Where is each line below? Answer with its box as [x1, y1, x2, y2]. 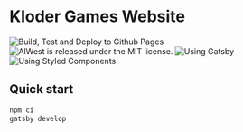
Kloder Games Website [9, 6, 185, 27]
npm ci [9, 106, 34, 115]
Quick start [9, 81, 74, 97]
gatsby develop [9, 114, 67, 123]
